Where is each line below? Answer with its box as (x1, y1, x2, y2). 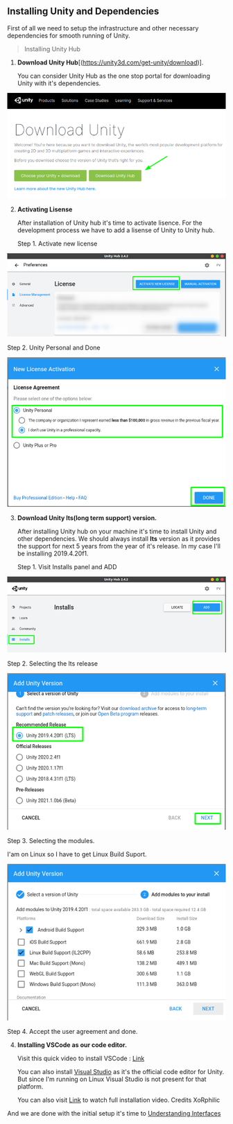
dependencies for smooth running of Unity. (7, 31, 130, 40)
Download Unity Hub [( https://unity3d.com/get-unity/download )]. (17, 58, 204, 67)
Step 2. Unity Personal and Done (7, 343, 101, 352)
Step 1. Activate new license (17, 239, 98, 248)
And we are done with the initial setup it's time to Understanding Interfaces (7, 1109, 221, 1118)
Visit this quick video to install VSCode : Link (17, 1054, 145, 1063)
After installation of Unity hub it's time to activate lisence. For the (17, 218, 202, 227)
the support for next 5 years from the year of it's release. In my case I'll (17, 542, 221, 550)
